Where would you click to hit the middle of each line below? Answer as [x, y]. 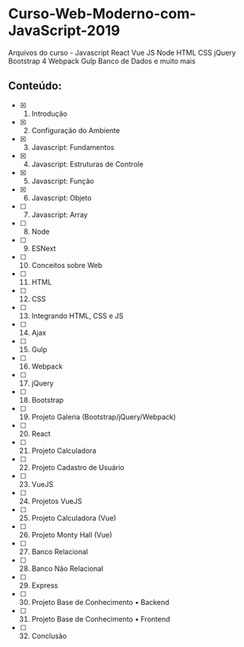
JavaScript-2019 [64, 31]
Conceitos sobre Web [67, 265]
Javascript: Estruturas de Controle [88, 164]
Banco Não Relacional [67, 569]
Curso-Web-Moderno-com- [102, 14]
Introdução [49, 113]
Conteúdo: [35, 86]
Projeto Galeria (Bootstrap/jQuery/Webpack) [104, 416]
